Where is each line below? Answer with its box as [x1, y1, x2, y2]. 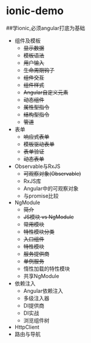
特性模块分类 [23, 228, 55, 235]
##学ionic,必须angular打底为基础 [6, 24, 85, 31]
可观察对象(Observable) [23, 170, 81, 177]
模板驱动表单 [23, 140, 55, 147]
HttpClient [14, 323, 40, 331]
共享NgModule [23, 272, 60, 279]
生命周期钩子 [23, 66, 55, 73]
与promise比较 [23, 192, 59, 199]
